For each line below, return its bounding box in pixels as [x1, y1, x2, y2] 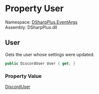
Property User [5, 3, 64, 14]
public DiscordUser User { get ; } [5, 61, 76, 66]
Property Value [5, 72, 42, 79]
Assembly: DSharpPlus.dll [5, 24, 57, 30]
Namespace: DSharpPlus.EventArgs [5, 19, 77, 25]
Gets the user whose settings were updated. [5, 51, 95, 57]
